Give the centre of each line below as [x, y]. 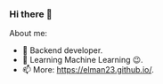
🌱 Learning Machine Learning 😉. [83, 60]
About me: [28, 34]
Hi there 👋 [31, 14]
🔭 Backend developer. [62, 50]
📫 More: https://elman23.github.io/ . [88, 70]
